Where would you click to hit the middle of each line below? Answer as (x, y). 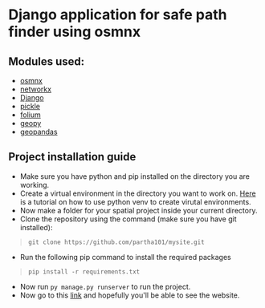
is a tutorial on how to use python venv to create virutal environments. (135, 201)
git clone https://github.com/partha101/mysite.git (116, 242)
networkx (36, 89)
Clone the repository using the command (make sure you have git (128, 219)
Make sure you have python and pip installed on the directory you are (135, 176)
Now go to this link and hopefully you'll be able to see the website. (130, 295)
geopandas (39, 132)
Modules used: (47, 61)
